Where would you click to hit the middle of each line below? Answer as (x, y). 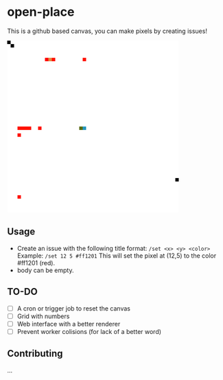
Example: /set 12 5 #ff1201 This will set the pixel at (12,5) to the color (117, 256)
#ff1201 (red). (36, 262)
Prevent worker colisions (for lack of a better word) (89, 331)
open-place (41, 12)
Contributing (35, 354)
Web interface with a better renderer (69, 324)
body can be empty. (45, 270)
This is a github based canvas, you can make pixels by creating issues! (107, 31)
